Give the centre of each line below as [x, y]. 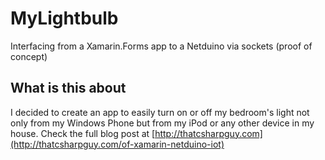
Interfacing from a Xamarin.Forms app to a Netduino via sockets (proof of [161, 46]
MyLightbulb [64, 18]
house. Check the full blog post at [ [83, 133]
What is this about [68, 88]
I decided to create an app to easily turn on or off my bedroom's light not [160, 112]
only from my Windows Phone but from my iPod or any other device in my [162, 123]
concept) [29, 56]
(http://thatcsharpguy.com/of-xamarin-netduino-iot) [117, 144]
